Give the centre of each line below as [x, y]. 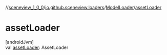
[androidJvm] [20, 42]
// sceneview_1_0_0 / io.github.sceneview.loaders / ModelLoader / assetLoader [83, 7]
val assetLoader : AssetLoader [37, 47]
